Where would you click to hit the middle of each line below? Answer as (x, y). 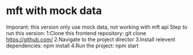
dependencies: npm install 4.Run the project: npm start (72, 46)
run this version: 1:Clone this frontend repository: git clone (76, 33)
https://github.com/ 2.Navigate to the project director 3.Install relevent (91, 39)
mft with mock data (54, 11)
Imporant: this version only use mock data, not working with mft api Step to (97, 27)
